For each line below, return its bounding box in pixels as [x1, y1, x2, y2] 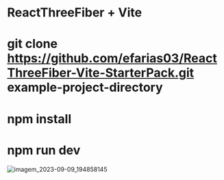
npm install [7, 111, 72, 127]
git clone [7, 36, 58, 52]
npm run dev [7, 142, 81, 158]
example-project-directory [7, 80, 163, 95]
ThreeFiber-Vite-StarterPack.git [7, 65, 195, 81]
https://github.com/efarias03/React [7, 51, 217, 66]
